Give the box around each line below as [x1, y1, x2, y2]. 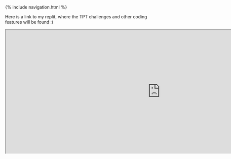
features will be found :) [5, 19, 53, 25]
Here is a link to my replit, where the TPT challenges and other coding [5, 14, 147, 19]
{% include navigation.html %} [5, 4, 68, 10]
